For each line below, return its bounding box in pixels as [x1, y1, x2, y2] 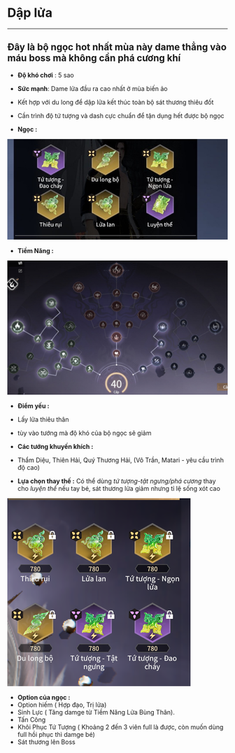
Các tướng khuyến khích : [17, 443, 94, 451]
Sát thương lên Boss [17, 738, 76, 746]
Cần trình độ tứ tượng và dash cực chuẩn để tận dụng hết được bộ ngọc [17, 111, 225, 120]
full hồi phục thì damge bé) [17, 731, 96, 739]
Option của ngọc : [17, 694, 71, 702]
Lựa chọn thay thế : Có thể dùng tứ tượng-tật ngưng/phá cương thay [17, 477, 216, 485]
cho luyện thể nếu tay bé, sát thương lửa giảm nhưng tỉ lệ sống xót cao [17, 485, 220, 493]
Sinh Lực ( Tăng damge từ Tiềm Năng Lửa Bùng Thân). [17, 708, 175, 717]
